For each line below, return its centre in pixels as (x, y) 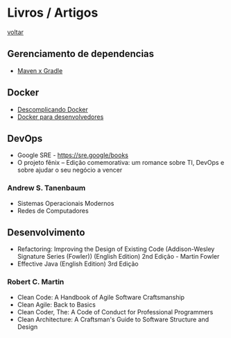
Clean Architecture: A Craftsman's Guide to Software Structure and (113, 319)
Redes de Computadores (53, 211)
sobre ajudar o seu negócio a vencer (70, 170)
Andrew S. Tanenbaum (46, 188)
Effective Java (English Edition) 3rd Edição (78, 264)
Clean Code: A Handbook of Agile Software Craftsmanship (101, 297)
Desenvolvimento (46, 233)
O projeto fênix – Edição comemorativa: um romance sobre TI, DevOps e (121, 163)
